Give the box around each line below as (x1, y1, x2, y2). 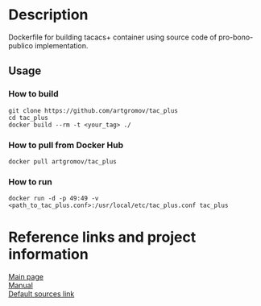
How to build (8, 89, 59, 100)
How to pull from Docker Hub (8, 139, 123, 151)
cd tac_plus (8, 114, 48, 122)
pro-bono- (218, 32, 254, 42)
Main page (8, 272, 44, 282)
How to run (8, 176, 52, 187)
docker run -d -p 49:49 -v (8, 195, 99, 203)
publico (8, 40, 34, 50)
